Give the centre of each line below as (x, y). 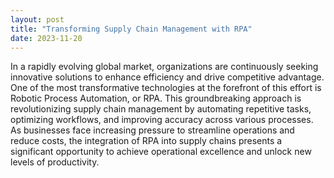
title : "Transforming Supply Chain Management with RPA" (131, 29)
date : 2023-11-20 (46, 38)
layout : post (37, 19)
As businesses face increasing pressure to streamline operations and (152, 130)
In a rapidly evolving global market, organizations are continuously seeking (164, 67)
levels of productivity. (55, 162)
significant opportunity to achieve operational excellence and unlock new (161, 152)
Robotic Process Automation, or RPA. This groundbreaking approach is (156, 98)
